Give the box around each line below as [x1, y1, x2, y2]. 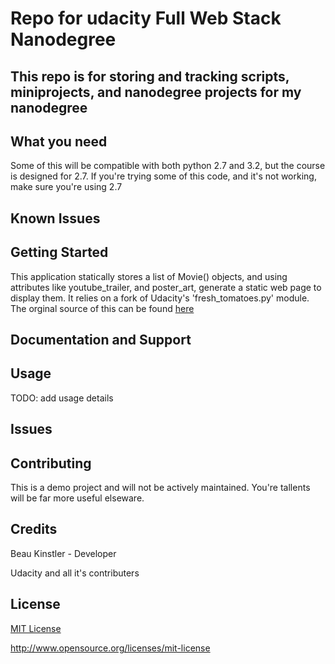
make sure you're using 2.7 [10, 181, 123, 193]
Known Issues [10, 210, 101, 227]
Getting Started [10, 244, 109, 261]
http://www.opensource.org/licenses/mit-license [10, 642, 211, 654]
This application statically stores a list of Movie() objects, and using [10, 270, 288, 282]
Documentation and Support [10, 331, 192, 348]
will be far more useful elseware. [10, 492, 145, 504]
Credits [10, 521, 58, 538]
